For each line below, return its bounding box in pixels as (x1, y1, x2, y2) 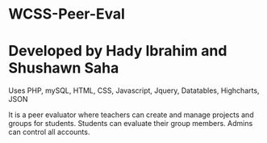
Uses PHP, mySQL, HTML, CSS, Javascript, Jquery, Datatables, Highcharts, (8, 86, 260, 95)
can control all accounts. (8, 127, 90, 137)
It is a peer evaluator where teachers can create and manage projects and (8, 110, 254, 120)
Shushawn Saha (8, 59, 119, 78)
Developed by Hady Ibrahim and (8, 42, 227, 61)
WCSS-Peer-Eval (8, 5, 125, 23)
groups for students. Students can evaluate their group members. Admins (8, 119, 253, 128)
